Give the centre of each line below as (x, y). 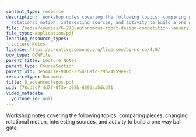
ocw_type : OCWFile (28, 55)
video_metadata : (26, 93)
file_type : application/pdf (40, 33)
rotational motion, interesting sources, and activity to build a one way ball (94, 121)
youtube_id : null (32, 98)
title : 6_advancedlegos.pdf (40, 83)
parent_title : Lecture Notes (41, 60)
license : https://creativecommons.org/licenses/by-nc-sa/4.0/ (83, 50)
